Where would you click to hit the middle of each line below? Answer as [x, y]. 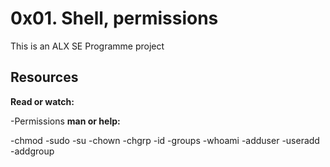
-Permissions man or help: [65, 121]
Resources [44, 77]
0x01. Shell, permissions [114, 18]
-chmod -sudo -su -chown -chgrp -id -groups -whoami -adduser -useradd [165, 140]
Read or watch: [42, 101]
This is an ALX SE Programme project [87, 46]
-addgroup [32, 151]
